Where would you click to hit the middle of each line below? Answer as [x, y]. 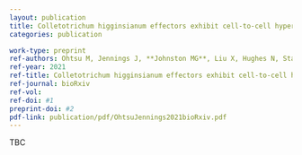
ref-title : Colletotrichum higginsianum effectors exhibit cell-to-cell [148, 76]
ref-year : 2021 [38, 67]
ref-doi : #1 [31, 100]
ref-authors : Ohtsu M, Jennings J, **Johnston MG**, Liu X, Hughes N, [144, 59]
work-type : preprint [48, 50]
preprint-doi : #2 [42, 108]
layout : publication [48, 17]
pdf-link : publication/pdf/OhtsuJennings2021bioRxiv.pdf [118, 117]
